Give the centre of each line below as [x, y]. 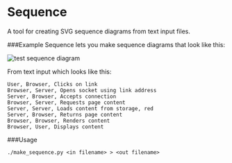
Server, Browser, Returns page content [65, 114]
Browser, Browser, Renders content [59, 121]
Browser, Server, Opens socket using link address [82, 90]
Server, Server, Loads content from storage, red [81, 108]
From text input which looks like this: [59, 71]
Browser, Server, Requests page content [67, 102]
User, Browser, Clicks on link [52, 84]
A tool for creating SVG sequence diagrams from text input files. [99, 31]
